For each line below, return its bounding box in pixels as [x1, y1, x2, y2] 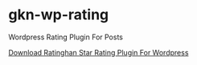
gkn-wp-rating [8, 6, 109, 24]
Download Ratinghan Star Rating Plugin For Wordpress [8, 47, 189, 57]
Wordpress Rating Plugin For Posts [8, 32, 123, 42]
